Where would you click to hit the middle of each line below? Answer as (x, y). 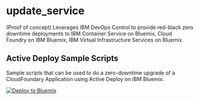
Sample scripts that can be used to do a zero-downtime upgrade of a (91, 73)
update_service (45, 11)
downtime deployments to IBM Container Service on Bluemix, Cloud (89, 33)
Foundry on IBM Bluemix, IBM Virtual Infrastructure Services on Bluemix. (95, 40)
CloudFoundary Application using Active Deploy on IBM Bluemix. (85, 79)
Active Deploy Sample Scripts (62, 58)
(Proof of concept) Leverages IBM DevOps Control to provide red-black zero (100, 27)
